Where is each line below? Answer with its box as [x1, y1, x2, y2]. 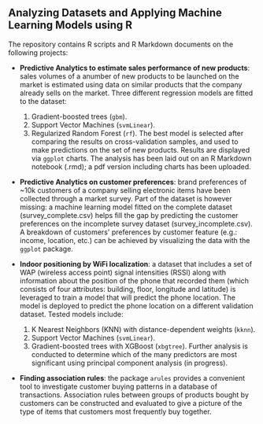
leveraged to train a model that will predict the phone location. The [19, 293, 236, 302]
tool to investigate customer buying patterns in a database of [19, 382, 218, 391]
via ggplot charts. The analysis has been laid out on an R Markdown [31, 153, 252, 163]
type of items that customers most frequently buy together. [19, 407, 212, 416]
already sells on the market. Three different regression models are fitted [19, 88, 254, 98]
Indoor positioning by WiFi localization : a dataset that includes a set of [19, 259, 253, 268]
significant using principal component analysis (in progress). [31, 358, 228, 367]
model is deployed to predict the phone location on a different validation [19, 300, 254, 310]
